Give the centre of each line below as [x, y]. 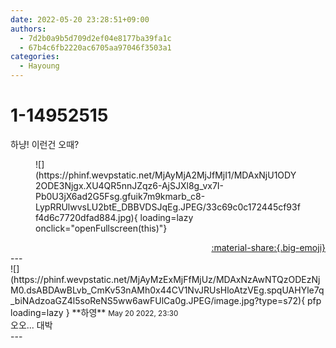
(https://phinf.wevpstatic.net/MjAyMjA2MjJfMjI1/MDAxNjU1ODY [166, 175]
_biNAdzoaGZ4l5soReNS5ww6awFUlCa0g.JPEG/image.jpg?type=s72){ [158, 300]
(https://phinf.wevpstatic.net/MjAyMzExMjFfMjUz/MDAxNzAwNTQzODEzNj [165, 279]
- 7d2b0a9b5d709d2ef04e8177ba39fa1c [95, 38]
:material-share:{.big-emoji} [268, 247]
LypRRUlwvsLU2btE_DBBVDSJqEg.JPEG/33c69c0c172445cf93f [168, 207]
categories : [35, 57]
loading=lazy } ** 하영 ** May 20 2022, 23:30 [94, 312]
